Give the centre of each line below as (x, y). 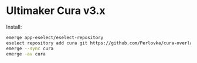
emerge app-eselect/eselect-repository (55, 37)
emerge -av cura (26, 54)
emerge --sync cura (30, 48)
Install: (14, 27)
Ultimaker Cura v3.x (56, 11)
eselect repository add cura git (47, 43)
